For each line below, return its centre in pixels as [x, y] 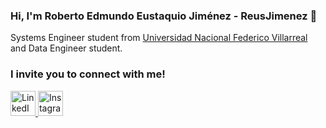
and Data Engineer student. [66, 48]
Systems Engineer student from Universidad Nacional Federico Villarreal [159, 38]
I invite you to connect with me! [88, 74]
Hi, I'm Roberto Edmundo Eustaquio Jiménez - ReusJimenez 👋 [164, 16]
